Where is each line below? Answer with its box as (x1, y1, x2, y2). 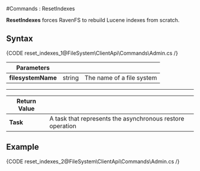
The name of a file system (84, 74, 157, 82)
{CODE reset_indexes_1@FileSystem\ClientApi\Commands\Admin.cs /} (6, 49, 179, 56)
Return (16, 97, 37, 105)
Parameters (15, 64, 50, 72)
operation (49, 122, 77, 130)
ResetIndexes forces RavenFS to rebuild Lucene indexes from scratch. (6, 17, 180, 23)
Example (6, 142, 39, 152)
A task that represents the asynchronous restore (49, 114, 185, 122)
